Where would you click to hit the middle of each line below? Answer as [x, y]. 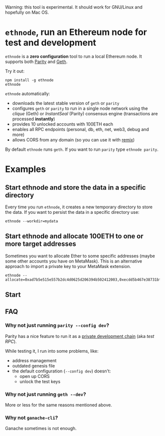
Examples [26, 169]
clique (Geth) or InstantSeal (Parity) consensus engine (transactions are [85, 113]
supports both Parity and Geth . [36, 62]
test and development [51, 43]
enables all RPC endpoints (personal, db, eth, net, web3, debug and [81, 129]
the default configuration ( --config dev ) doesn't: [62, 371]
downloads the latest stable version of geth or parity [66, 103]
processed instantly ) [34, 119]
